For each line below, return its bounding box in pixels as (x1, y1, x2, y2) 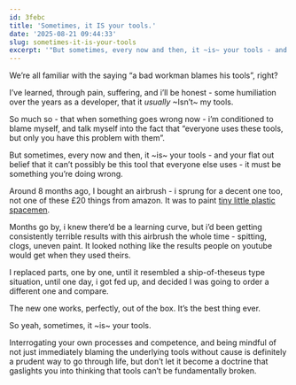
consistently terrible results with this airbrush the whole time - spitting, (9, 231, 268, 242)
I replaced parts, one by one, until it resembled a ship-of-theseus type (9, 267, 266, 278)
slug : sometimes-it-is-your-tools (9, 37, 137, 47)
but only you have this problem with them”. (9, 133, 166, 143)
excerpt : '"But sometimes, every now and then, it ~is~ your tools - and (9, 46, 288, 55)
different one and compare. (9, 286, 109, 296)
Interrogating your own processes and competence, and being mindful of (9, 337, 277, 348)
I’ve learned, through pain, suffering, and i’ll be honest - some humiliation (9, 88, 277, 98)
